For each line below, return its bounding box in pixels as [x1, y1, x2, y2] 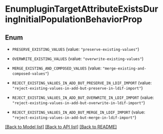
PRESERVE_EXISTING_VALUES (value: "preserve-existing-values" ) [12, 46, 140, 52]
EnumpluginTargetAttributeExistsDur [5, 3, 159, 15]
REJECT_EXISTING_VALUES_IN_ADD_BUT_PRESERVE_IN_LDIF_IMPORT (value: [12, 80, 152, 86]
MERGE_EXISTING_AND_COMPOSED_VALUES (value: [12, 65, 102, 71]
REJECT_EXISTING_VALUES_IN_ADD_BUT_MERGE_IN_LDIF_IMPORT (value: [12, 109, 145, 115]
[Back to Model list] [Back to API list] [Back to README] [5, 124, 117, 130]
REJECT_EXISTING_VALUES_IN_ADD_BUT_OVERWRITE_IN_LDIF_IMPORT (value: [12, 94, 154, 100]
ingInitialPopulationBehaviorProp [5, 14, 143, 25]
